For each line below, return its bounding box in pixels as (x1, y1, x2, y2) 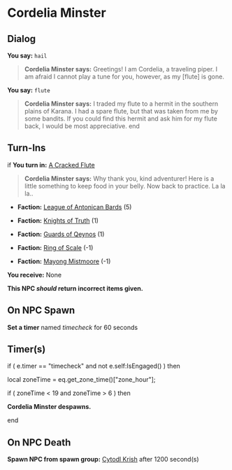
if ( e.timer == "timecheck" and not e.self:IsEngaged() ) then (7, 362, 180, 371)
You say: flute (7, 86, 50, 94)
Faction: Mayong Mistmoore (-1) (17, 257, 111, 265)
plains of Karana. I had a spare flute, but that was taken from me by (24, 107, 219, 115)
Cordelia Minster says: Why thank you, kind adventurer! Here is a (24, 174, 215, 183)
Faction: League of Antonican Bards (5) (17, 202, 132, 211)
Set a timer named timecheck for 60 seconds (7, 323, 138, 331)
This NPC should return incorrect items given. (7, 284, 143, 292)
